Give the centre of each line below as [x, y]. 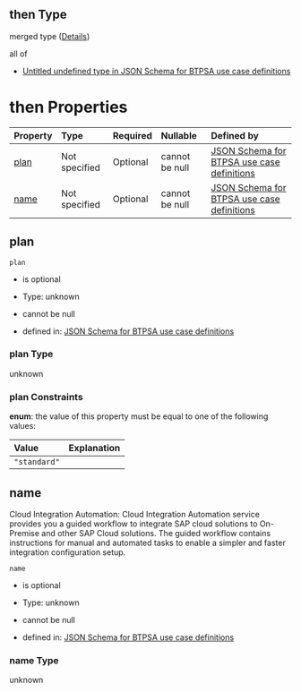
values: [22, 426]
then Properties [69, 107]
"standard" [37, 462]
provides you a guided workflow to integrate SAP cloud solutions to [133, 524]
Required [132, 135]
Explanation [95, 449]
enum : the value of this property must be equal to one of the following [139, 416]
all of [19, 54]
